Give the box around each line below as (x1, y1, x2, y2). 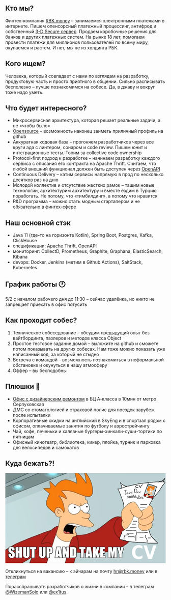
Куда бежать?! (5, 459, 55, 468)
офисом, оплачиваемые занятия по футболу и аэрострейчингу (12, 422, 150, 429)
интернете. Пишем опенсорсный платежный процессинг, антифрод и (5, 23, 157, 29)
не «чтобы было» (12, 123, 50, 129)
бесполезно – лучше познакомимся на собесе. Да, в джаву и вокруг (5, 83, 155, 90)
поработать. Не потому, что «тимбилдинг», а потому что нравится (12, 193, 158, 199)
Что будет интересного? (5, 104, 87, 112)
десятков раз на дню (12, 177, 59, 183)
